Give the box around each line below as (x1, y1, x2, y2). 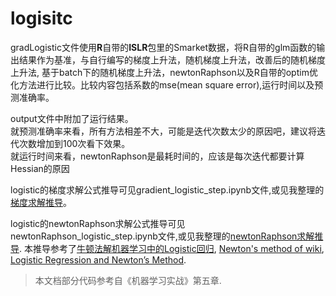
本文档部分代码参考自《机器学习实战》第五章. (34, 274, 222, 286)
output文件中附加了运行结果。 (10, 112, 134, 124)
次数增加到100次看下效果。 (18, 137, 131, 149)
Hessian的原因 (10, 162, 70, 174)
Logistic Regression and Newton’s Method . (10, 253, 187, 266)
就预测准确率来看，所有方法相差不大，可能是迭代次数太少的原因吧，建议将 (10, 125, 317, 137)
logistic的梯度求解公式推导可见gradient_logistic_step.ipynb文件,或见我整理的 (10, 183, 325, 196)
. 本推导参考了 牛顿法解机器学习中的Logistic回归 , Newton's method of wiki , (19, 242, 325, 254)
